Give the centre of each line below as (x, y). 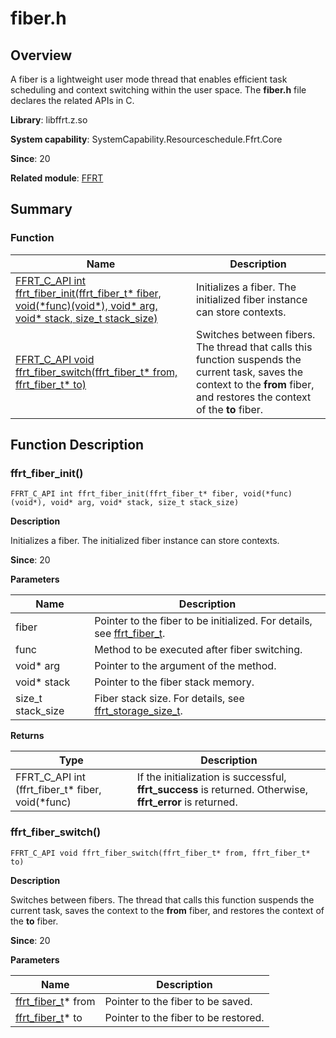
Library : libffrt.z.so (49, 120)
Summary (41, 209)
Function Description (77, 445)
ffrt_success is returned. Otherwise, (222, 790)
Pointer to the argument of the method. (185, 666)
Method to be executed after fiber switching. (198, 650)
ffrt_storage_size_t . (138, 711)
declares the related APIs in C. (72, 100)
